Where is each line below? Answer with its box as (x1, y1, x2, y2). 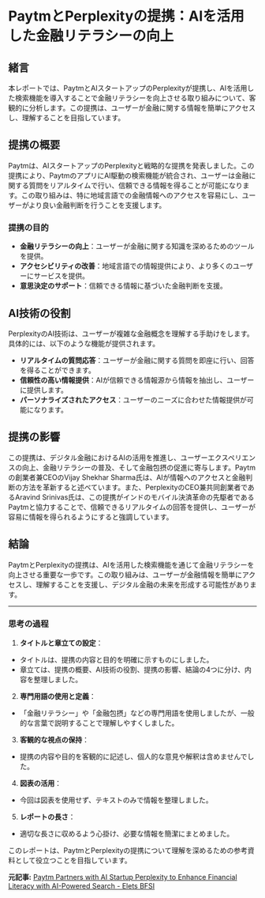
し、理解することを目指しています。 (8, 113, 125, 123)
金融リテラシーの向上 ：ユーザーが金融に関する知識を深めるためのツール (19, 242, 255, 251)
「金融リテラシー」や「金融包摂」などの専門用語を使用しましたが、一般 (19, 708, 255, 718)
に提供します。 (19, 385, 69, 394)
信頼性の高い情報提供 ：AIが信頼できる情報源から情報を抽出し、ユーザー (19, 375, 255, 384)
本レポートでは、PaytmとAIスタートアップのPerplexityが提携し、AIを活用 (8, 84, 248, 92)
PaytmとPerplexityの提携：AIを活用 (8, 7, 244, 25)
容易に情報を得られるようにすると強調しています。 (8, 511, 174, 522)
